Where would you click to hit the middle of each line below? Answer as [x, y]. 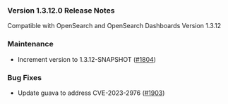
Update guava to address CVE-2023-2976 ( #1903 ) [91, 93]
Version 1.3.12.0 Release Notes [61, 11]
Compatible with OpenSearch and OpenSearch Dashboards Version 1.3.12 [114, 26]
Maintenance [31, 44]
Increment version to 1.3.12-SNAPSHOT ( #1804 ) [87, 59]
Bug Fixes [25, 77]
